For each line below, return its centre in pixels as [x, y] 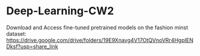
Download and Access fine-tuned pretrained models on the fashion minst [97, 27]
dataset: [17, 33]
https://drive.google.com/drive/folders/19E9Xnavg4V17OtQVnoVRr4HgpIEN [100, 40]
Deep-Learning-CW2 [60, 11]
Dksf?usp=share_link [32, 46]
